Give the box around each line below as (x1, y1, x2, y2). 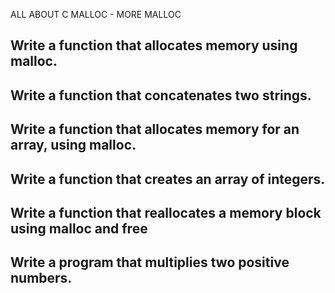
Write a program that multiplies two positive (10, 254, 290, 271)
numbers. (10, 270, 73, 287)
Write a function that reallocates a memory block (10, 204, 322, 221)
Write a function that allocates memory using (10, 37, 298, 54)
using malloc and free (10, 220, 148, 237)
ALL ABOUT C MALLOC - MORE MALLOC (10, 9, 182, 20)
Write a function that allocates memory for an (10, 121, 300, 138)
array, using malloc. (10, 137, 137, 154)
